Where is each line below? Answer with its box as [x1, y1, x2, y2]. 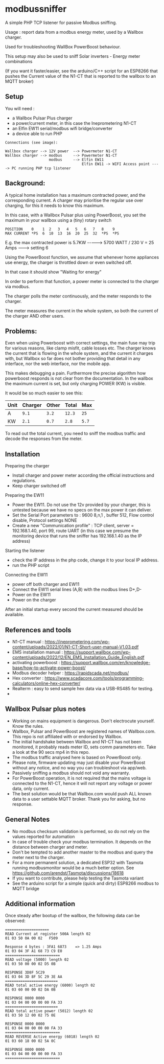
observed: [5, 918, 26, 924]
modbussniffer [5, 3, 67, 15]
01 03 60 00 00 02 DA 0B [5, 987, 56, 992]
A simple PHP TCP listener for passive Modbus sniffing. [5, 20, 117, 25]
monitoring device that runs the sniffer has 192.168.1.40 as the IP [12, 533, 142, 539]
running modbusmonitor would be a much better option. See [12, 865, 134, 871]
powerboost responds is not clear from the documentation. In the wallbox [5, 375, 153, 381]
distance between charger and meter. [12, 844, 88, 850]
